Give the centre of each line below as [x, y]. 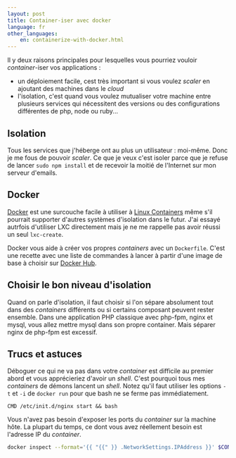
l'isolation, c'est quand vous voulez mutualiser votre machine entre [114, 97]
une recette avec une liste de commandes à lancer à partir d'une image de [115, 255]
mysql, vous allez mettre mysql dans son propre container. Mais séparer [111, 324]
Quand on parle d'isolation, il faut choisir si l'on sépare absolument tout [110, 302]
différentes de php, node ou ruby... [67, 111]
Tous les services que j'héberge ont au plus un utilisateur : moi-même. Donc [118, 150]
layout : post [26, 14]
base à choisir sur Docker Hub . [52, 263]
